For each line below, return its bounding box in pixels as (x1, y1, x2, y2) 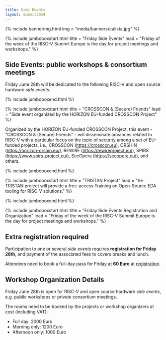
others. (5, 158, 20, 164)
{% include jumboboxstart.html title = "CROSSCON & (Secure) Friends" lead (5, 106, 161, 112)
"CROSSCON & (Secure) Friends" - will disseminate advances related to (5, 132, 153, 138)
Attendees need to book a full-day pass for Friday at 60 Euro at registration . (5, 261, 161, 267)
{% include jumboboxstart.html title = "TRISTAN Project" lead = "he (5, 178, 143, 184)
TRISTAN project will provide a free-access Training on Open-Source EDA (5, 183, 157, 189)
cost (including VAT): (5, 309, 48, 315)
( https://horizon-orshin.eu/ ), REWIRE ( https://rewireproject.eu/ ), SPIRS (5, 148, 149, 154)
